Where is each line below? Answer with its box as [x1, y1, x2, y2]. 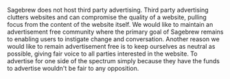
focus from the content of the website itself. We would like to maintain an [7, 21, 214, 28]
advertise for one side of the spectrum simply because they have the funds [7, 57, 220, 65]
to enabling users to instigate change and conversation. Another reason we [7, 35, 220, 43]
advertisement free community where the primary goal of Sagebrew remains [7, 27, 224, 36]
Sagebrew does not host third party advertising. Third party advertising [7, 6, 209, 14]
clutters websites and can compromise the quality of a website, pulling [7, 13, 207, 21]
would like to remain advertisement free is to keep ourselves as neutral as [7, 43, 216, 50]
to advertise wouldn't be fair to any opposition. [7, 65, 139, 72]
